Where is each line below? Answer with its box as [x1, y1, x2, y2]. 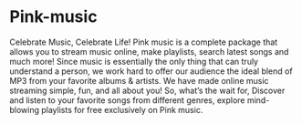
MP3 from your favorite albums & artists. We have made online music [9, 75, 269, 86]
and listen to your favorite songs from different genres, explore [9, 94, 245, 106]
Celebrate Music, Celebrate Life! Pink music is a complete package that [9, 36, 278, 47]
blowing [9, 104, 39, 115]
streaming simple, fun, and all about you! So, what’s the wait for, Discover [9, 85, 286, 96]
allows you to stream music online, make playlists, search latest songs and [9, 46, 289, 57]
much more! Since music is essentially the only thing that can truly [9, 56, 258, 67]
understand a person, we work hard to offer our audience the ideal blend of [9, 66, 294, 77]
